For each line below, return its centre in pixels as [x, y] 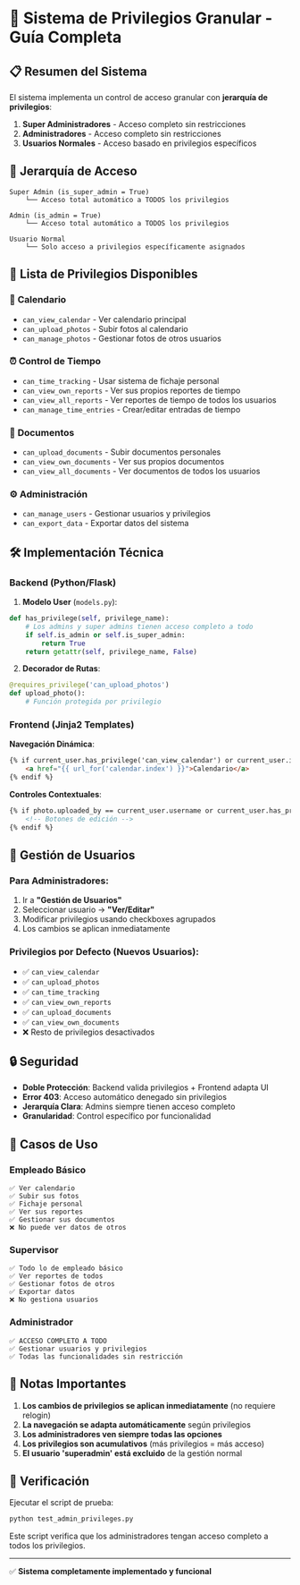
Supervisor [34, 1250]
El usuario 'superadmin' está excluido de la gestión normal [132, 1453]
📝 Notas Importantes [68, 1384]
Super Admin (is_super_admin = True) [79, 192]
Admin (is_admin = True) [55, 215]
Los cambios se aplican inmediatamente [96, 929]
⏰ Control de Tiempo [55, 362]
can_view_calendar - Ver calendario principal [104, 319]
